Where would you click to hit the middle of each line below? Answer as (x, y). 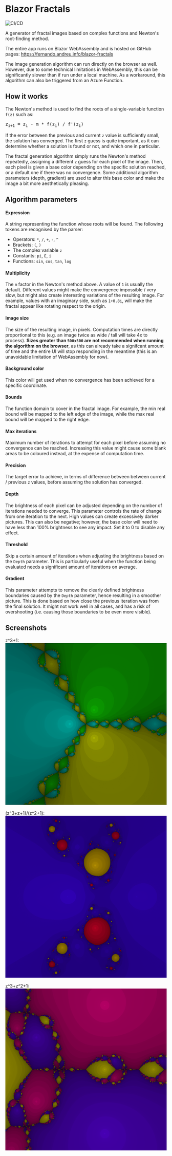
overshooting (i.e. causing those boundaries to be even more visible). (79, 611)
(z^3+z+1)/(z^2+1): (25, 813)
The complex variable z (37, 250)
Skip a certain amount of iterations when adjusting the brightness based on (84, 556)
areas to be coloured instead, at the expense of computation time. (75, 454)
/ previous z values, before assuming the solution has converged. (74, 482)
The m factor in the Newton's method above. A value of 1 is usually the (79, 284)
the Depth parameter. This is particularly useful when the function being (81, 561)
